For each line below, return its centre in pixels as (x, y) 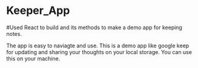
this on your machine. (33, 58)
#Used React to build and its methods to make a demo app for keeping (94, 27)
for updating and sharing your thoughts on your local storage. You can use (99, 52)
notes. (14, 33)
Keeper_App (38, 11)
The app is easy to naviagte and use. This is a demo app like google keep (98, 46)
